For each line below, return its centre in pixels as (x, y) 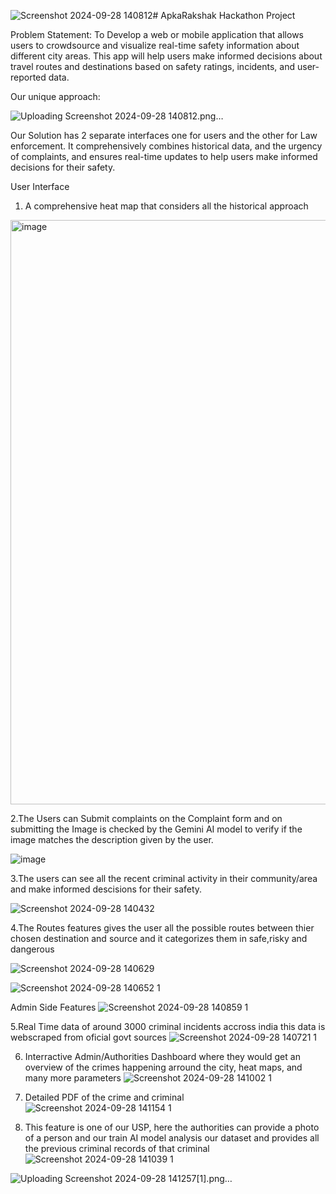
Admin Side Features (53, 1007)
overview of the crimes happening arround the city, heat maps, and (163, 1067)
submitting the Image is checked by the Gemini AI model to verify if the (156, 829)
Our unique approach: (55, 96)
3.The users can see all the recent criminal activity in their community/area (164, 878)
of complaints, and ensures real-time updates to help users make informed (164, 156)
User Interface (40, 186)
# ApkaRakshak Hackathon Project (224, 15)
